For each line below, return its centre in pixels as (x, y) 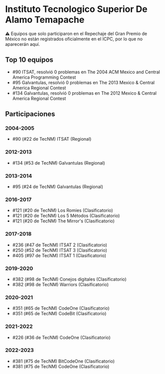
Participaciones (30, 114)
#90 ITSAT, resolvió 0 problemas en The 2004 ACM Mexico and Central (86, 72)
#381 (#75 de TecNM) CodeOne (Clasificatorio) (61, 366)
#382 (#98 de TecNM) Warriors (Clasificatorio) (60, 284)
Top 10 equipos (29, 60)
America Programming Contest (44, 77)
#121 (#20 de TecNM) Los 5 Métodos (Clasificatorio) (66, 216)
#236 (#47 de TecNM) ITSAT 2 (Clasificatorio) (60, 245)
